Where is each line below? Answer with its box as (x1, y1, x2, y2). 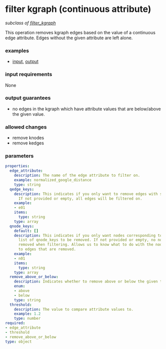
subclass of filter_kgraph (5, 20, 56, 26)
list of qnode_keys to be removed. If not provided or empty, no (18, 237, 156, 243)
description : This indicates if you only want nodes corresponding (14, 233, 156, 238)
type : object (5, 339, 32, 344)
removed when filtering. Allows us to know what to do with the (18, 242, 154, 247)
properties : (5, 164, 30, 169)
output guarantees (5, 94, 51, 101)
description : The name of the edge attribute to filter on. (14, 173, 140, 178)
